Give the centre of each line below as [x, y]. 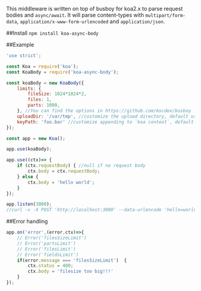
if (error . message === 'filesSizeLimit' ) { [72, 260]
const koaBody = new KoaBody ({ [45, 83]
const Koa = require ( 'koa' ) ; [42, 66]
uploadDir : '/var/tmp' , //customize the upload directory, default [103, 116]
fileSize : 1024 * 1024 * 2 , [57, 94]
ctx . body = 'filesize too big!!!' [71, 271]
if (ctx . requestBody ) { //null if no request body [81, 166]
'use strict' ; [24, 56]
